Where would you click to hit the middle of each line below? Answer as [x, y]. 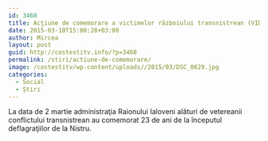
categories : [28, 74]
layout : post [30, 45]
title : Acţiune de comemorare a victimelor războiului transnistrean [126, 23]
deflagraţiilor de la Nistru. [50, 128]
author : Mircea [33, 38]
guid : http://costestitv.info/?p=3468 [73, 52]
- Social [30, 82]
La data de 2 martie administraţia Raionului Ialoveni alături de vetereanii [125, 112]
